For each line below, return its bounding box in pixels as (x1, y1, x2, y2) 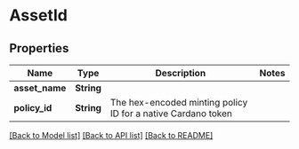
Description (155, 67, 206, 79)
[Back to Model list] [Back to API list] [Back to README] (9, 130, 214, 140)
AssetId (9, 5, 69, 26)
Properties (9, 41, 69, 56)
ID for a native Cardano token (109, 107, 233, 120)
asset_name (13, 82, 67, 94)
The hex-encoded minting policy (109, 97, 248, 108)
